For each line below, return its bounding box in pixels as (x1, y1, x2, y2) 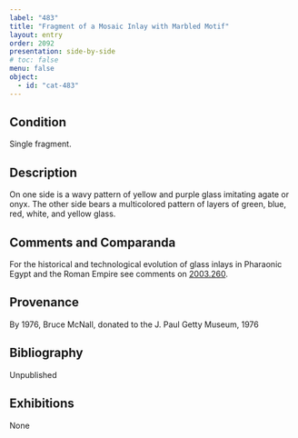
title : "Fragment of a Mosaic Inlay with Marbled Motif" (9, 22, 230, 31)
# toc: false (9, 55, 59, 65)
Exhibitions (9, 396, 74, 412)
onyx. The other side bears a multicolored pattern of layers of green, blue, (9, 199, 287, 210)
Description (9, 164, 77, 180)
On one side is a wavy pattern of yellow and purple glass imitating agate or (9, 189, 289, 200)
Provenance (9, 294, 80, 310)
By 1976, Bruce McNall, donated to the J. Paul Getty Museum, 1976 (9, 319, 259, 330)
